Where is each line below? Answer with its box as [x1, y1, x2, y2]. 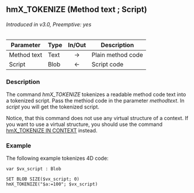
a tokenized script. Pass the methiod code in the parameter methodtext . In [6, 97, 185, 104]
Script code [91, 60, 124, 68]
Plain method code [91, 51, 143, 59]
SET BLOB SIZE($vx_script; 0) [6, 176, 80, 183]
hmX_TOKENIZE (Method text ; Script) [6, 5, 147, 15]
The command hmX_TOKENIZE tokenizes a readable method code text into [6, 90, 186, 98]
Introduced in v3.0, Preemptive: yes [6, 20, 92, 28]
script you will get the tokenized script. [6, 103, 99, 110]
